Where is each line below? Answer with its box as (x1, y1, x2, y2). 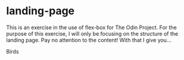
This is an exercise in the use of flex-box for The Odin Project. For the (6, 24, 177, 31)
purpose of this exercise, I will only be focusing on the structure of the (6, 30, 179, 37)
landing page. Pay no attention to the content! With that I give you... (6, 36, 171, 43)
